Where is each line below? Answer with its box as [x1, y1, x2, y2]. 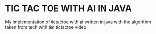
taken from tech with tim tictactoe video [5, 24, 87, 30]
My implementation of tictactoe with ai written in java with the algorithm [5, 19, 151, 25]
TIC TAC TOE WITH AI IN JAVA [5, 3, 132, 14]
